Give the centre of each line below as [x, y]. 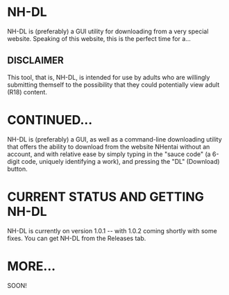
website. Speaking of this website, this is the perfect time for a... [99, 38]
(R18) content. [27, 92]
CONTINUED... [50, 120]
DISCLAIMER [35, 61]
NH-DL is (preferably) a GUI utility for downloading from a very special [108, 31]
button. [17, 169]
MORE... [32, 266]
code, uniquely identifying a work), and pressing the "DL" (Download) [120, 161]
